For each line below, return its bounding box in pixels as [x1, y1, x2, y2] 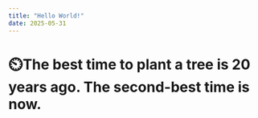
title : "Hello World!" [8, 11, 84, 20]
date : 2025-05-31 [8, 19, 67, 27]
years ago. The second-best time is [8, 78, 251, 96]
